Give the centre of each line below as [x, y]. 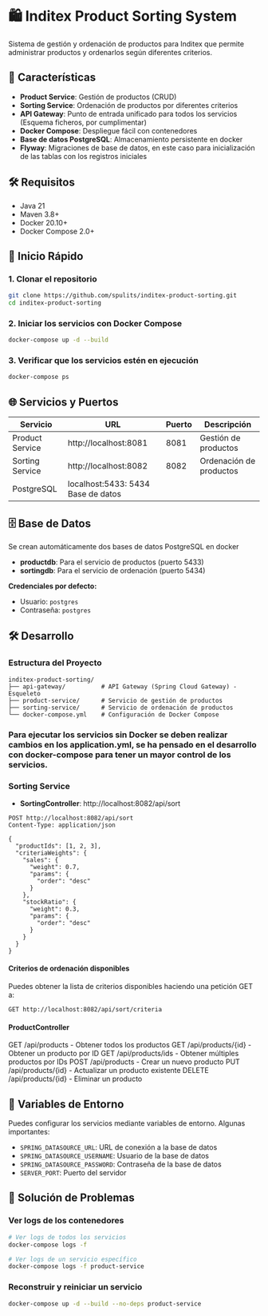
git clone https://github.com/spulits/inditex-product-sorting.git [123, 296]
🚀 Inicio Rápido [46, 256]
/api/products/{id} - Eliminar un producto [75, 1079]
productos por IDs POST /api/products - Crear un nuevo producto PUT [124, 1062]
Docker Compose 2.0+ [57, 231]
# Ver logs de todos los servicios [67, 1237]
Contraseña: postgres [55, 610]
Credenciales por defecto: [53, 586]
